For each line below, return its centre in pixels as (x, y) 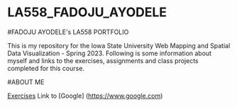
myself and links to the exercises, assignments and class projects (103, 60)
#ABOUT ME (26, 81)
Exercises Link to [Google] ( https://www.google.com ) (85, 96)
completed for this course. (46, 68)
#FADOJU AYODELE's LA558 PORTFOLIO (68, 32)
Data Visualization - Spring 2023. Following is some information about (109, 53)
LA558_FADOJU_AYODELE (87, 12)
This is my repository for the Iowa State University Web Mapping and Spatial (119, 45)
